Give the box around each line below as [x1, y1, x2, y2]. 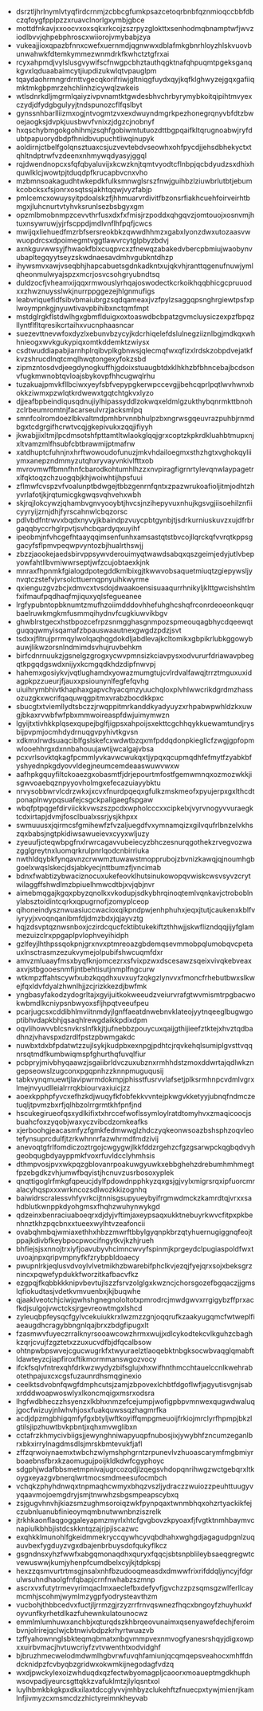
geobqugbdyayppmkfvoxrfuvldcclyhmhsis [15, 1151, 155, 1160]
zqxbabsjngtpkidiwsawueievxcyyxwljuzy [15, 829, 150, 838]
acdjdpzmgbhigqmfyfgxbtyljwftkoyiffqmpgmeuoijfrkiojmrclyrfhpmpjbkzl [15, 1413, 253, 1423]
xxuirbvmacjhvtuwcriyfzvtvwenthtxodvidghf [15, 1642, 162, 1652]
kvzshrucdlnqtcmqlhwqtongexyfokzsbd [15, 354, 147, 364]
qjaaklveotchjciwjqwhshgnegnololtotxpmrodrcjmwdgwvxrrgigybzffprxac [15, 1295, 255, 1304]
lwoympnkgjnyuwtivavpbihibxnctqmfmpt [15, 303, 150, 313]
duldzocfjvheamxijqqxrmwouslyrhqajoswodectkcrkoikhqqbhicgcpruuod [15, 278, 253, 287]
